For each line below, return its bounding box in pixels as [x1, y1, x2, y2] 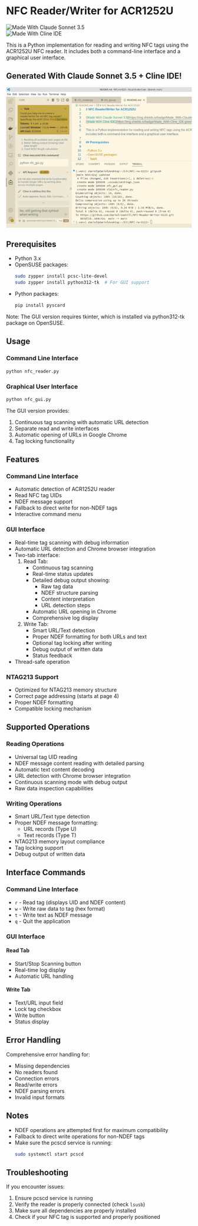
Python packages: [14, 291, 59, 298]
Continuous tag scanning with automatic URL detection [14, 418, 149, 426]
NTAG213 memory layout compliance [14, 838, 105, 845]
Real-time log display [14, 966, 67, 973]
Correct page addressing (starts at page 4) [14, 693, 120, 700]
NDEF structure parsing [41, 589, 98, 596]
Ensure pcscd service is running [14, 1195, 93, 1202]
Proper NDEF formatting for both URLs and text [32, 633, 147, 640]
